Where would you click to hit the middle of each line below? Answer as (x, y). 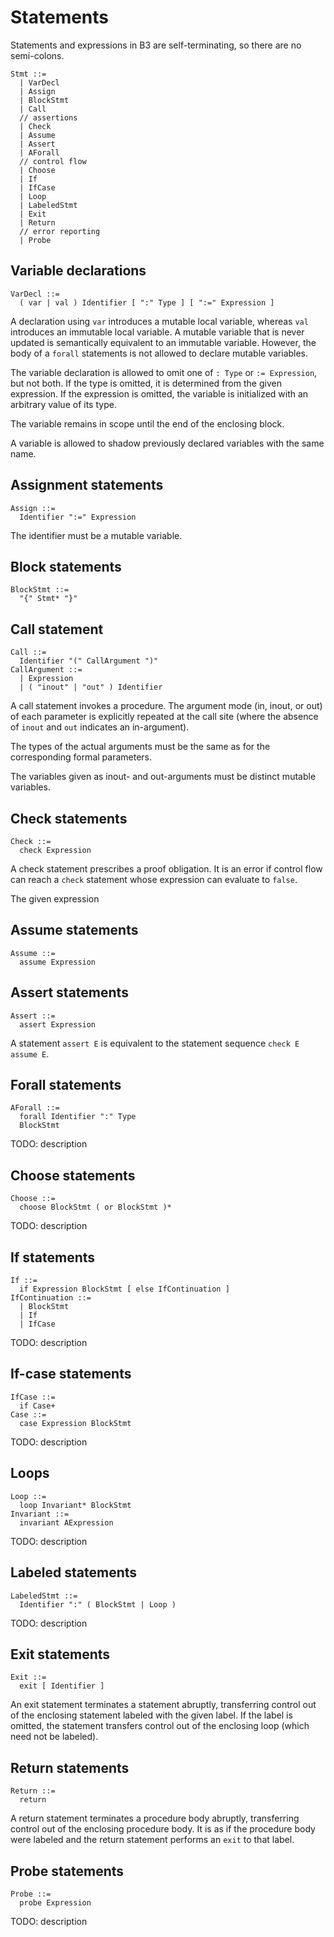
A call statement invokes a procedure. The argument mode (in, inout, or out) (166, 706)
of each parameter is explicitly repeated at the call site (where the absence (164, 717)
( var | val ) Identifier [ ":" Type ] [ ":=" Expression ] (147, 302)
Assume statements (74, 930)
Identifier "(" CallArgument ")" (89, 661)
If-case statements (71, 1374)
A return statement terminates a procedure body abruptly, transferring (155, 1818)
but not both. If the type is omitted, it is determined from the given (146, 383)
